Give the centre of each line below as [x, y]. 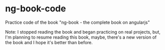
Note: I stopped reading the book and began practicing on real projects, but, [83, 32]
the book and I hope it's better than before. [49, 42]
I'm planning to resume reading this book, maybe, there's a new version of [81, 37]
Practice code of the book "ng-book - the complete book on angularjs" [78, 22]
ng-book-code [35, 9]
